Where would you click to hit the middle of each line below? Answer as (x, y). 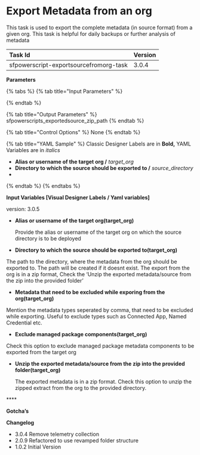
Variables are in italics (33, 150)
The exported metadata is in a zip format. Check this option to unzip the (103, 381)
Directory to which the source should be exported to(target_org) (96, 250)
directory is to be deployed (48, 238)
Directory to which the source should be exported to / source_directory (104, 168)
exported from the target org (41, 352)
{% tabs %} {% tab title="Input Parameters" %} (64, 91)
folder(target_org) (38, 370)
